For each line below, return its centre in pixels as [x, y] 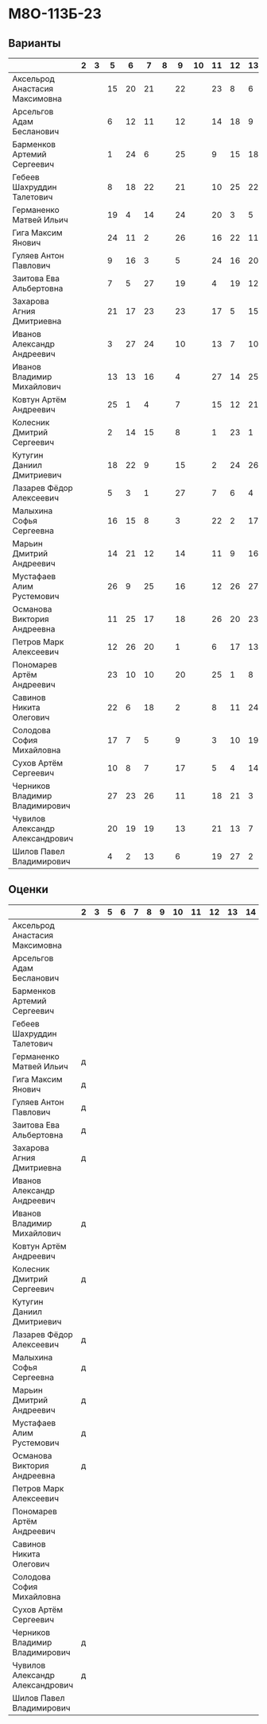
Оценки [29, 889]
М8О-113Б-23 [55, 14]
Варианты [35, 43]
